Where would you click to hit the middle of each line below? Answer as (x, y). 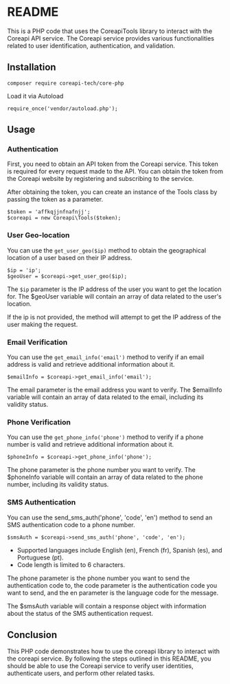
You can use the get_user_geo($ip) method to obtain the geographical (107, 250)
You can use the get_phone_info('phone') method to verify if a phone (105, 437)
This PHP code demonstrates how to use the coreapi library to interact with (114, 652)
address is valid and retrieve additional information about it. (91, 365)
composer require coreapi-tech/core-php (66, 83)
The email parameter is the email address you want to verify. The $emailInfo (115, 390)
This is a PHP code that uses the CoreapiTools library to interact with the (110, 31)
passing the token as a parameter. (55, 200)
